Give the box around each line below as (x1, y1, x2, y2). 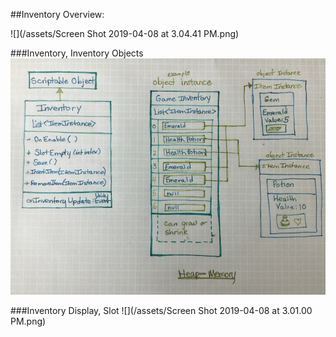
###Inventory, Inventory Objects (10, 47, 144, 59)
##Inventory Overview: (10, 9, 105, 20)
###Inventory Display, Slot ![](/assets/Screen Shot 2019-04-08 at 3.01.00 (10, 305, 313, 316)
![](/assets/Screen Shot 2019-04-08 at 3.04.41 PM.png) (10, 28, 240, 39)
